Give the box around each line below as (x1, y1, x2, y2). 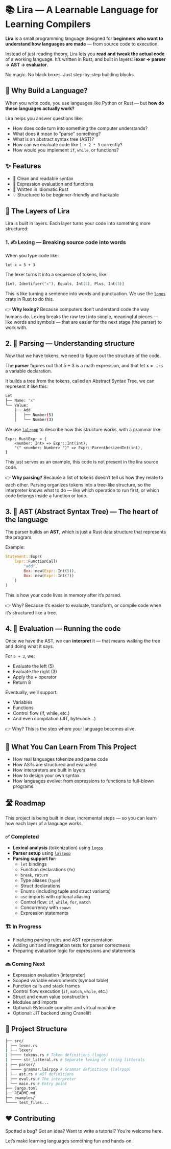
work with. (5, 324, 28, 330)
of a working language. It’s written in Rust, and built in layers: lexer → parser (5, 56, 166, 62)
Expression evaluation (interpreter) (12, 971, 86, 978)
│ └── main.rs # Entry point (5, 1081, 67, 1086)
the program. (5, 534, 33, 540)
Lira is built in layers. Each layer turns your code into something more (5, 220, 151, 227)
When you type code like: (5, 252, 59, 258)
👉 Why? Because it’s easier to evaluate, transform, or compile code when (5, 602, 162, 608)
